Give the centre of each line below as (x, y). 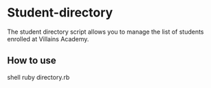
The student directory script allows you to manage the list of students (105, 32)
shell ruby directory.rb (38, 77)
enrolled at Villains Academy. (48, 38)
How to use (32, 61)
